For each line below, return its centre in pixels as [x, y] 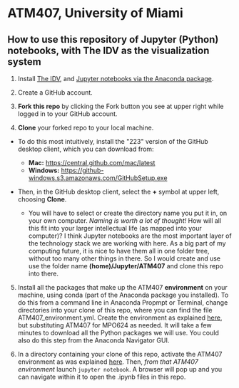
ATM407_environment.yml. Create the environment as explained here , [120, 318]
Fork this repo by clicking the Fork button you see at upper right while [121, 106]
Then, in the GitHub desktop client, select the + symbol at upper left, [118, 192]
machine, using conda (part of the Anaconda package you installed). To [123, 295]
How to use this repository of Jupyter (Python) [113, 40]
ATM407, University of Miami [95, 13]
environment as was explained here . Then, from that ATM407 [108, 362]
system [24, 62]
